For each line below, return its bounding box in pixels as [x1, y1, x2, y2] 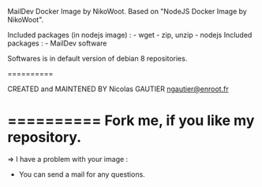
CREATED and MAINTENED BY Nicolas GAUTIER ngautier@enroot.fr [7, 84, 230, 93]
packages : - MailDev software [7, 38, 107, 48]
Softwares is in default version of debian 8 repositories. [7, 54, 188, 63]
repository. [7, 129, 82, 146]
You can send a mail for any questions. [18, 169, 145, 179]
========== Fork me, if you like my [7, 112, 255, 130]
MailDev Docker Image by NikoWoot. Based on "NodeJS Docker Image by [7, 7, 248, 16]
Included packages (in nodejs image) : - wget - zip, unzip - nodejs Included [7, 31, 253, 39]
